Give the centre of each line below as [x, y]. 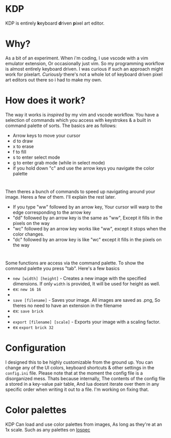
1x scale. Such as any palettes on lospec [48, 430]
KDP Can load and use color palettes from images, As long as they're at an [84, 424]
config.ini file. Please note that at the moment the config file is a [74, 373]
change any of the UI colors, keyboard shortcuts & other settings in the [80, 368]
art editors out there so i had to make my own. [54, 79]
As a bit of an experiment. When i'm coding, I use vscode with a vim [77, 58]
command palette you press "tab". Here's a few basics [63, 268]
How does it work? [45, 101]
